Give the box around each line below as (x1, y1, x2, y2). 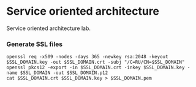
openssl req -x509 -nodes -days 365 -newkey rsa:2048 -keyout (6, 54, 168, 60)
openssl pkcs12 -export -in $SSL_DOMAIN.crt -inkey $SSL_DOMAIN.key (6, 64, 185, 71)
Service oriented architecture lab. (6, 25, 91, 32)
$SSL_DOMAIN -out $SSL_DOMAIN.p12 (20, 70, 108, 76)
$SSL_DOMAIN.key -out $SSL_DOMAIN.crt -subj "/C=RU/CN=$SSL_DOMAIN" (6, 59, 185, 66)
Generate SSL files (6, 40, 63, 48)
